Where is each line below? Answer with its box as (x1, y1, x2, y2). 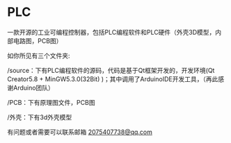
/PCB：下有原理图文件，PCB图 (7, 98, 95, 106)
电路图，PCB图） (13, 36, 63, 45)
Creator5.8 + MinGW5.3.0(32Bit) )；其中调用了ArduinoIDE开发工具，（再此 (7, 74, 218, 83)
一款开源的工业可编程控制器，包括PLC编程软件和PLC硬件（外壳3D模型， (7, 28, 216, 36)
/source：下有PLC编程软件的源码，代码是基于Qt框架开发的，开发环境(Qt (7, 66, 215, 74)
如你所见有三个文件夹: (7, 51, 71, 60)
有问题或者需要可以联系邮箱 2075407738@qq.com (7, 128, 153, 136)
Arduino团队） (13, 83, 54, 92)
